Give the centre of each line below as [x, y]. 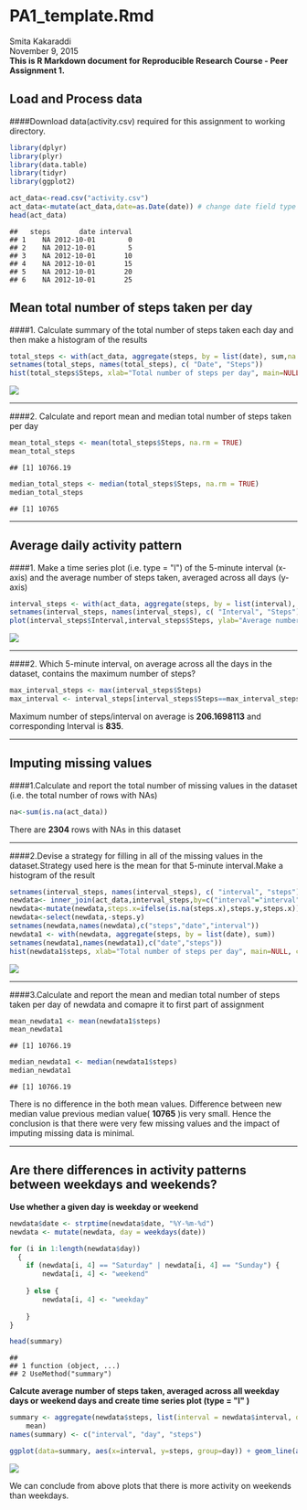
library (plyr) [37, 156]
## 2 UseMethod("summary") [61, 1374]
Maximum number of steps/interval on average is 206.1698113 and [136, 716]
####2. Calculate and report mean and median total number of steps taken [151, 416]
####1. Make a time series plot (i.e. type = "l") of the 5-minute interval [142, 567]
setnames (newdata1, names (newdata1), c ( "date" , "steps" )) [116, 943]
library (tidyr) [38, 173]
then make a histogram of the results [79, 339]
